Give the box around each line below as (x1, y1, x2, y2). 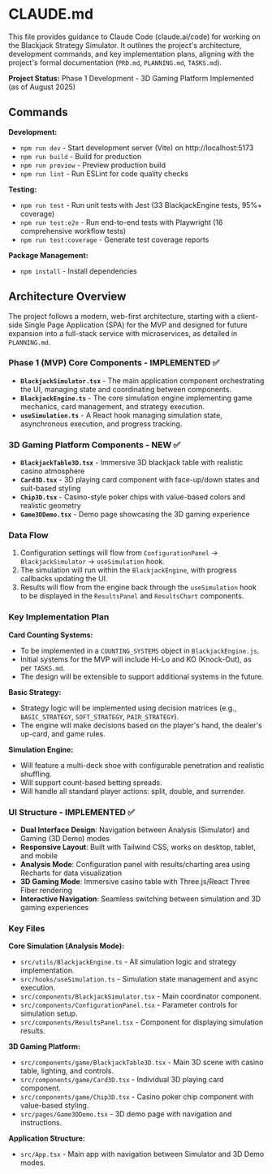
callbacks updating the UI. (19, 574, 108, 584)
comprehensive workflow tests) (19, 226, 127, 235)
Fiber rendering (19, 886, 73, 896)
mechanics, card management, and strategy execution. (19, 401, 205, 411)
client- (236, 311, 259, 321)
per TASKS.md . (19, 663, 66, 672)
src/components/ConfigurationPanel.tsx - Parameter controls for (19, 1000, 238, 1010)
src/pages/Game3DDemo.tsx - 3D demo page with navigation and (19, 1109, 232, 1119)
